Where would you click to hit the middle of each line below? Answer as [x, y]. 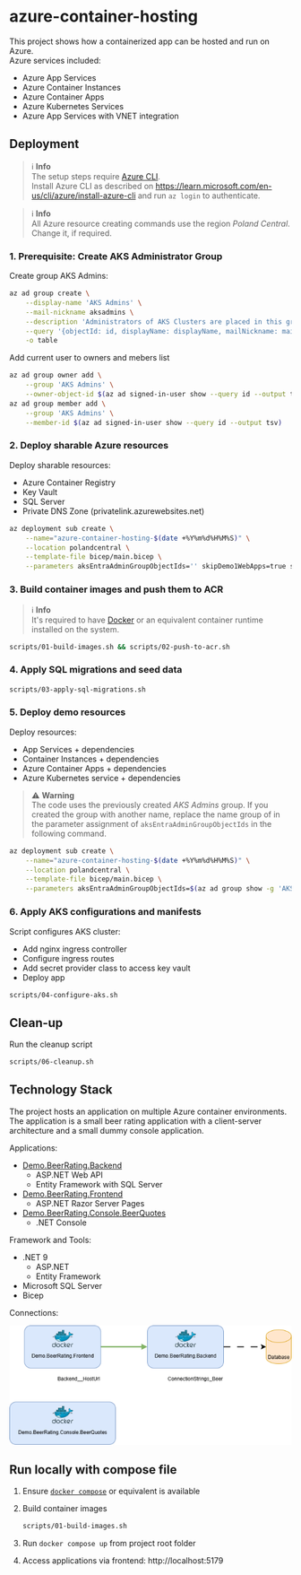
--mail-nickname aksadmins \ [80, 312]
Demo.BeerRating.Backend [72, 1165]
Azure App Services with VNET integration [100, 116]
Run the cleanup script [51, 1044]
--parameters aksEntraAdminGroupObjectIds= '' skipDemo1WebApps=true [156, 567]
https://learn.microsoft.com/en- [214, 186]
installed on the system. [75, 629]
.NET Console [61, 1223]
